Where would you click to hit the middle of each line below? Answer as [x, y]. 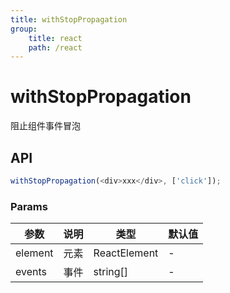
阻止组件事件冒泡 [45, 126]
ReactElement [126, 253]
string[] [111, 272]
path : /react [55, 47]
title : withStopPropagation [69, 19]
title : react [55, 38]
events [31, 272]
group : [24, 29]
